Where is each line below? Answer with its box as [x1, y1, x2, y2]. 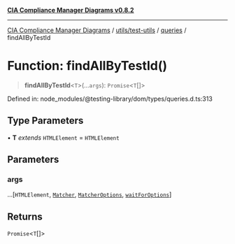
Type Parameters [7, 115, 84, 127]
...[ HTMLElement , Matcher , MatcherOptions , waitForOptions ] [7, 190, 172, 199]
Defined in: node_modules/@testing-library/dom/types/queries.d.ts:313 [7, 94, 213, 103]
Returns [7, 210, 43, 222]
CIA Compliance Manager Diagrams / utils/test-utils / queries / [7, 26, 187, 34]
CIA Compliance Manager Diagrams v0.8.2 [7, 6, 134, 14]
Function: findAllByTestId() [7, 58, 168, 74]
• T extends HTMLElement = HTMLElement [7, 133, 120, 142]
